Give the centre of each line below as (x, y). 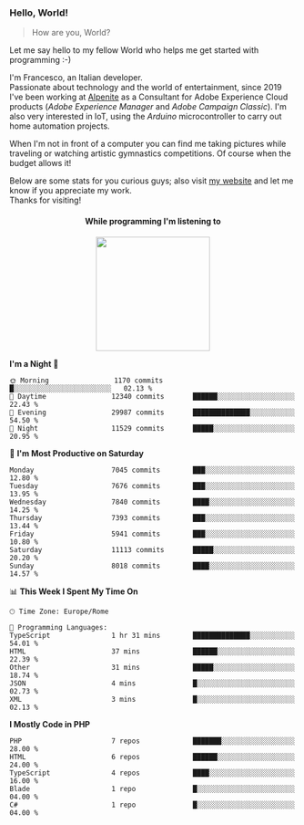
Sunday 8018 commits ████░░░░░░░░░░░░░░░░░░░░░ (152, 566)
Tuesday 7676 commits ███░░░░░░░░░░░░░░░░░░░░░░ (152, 486)
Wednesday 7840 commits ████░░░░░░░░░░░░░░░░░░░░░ (152, 502)
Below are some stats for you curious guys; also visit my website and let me (152, 181)
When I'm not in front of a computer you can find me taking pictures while (148, 144)
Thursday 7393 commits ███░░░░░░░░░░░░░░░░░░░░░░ (152, 517)
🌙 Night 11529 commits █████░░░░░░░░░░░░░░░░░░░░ (152, 428)
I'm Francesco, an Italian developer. (76, 78)
